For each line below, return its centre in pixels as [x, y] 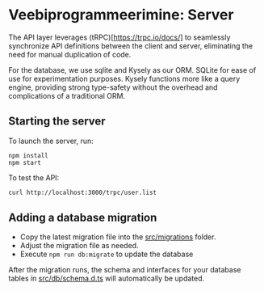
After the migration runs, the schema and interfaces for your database [125, 270]
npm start [25, 162]
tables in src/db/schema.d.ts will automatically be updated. [107, 278]
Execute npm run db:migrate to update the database [107, 254]
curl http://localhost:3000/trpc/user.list [83, 192]
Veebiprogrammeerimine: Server [121, 15]
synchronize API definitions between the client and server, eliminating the [131, 45]
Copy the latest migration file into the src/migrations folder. [118, 237]
